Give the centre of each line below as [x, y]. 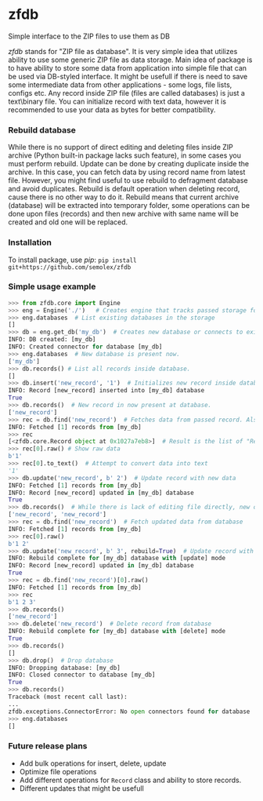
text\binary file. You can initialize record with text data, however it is [117, 101]
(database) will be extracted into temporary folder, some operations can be [129, 206]
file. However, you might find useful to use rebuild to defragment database [128, 180]
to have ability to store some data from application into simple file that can [128, 67]
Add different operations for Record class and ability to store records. [130, 780]
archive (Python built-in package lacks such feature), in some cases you [124, 155]
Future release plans [48, 746]
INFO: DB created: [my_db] [52, 340]
